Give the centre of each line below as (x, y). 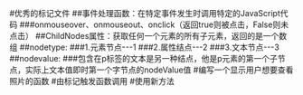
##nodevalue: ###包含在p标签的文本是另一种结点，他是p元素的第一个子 (144, 58)
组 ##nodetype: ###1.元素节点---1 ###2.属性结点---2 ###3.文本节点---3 (145, 47)
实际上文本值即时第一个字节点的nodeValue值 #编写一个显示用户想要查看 (159, 70)
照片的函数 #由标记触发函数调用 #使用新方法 (92, 81)
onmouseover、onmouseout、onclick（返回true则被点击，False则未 (162, 24)
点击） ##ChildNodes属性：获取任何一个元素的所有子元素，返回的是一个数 (148, 36)
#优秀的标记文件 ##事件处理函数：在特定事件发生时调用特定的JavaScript (145, 13)
